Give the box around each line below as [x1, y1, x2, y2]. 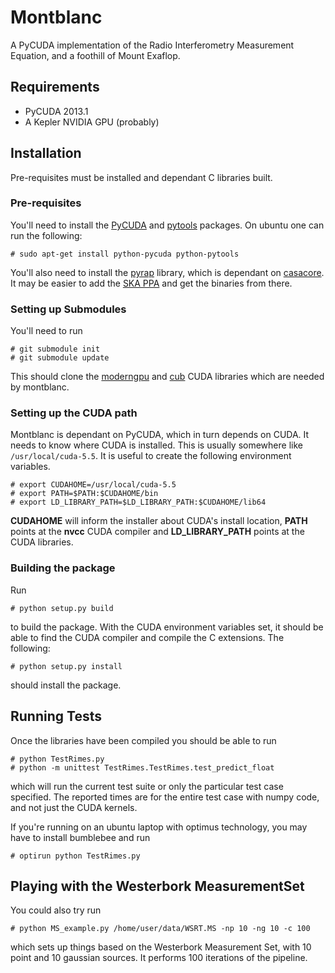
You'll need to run [10, 325, 83, 337]
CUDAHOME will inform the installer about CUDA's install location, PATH [10, 515, 308, 527]
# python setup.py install [10, 661, 123, 671]
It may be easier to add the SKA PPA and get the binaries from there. [10, 277, 293, 289]
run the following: [10, 229, 83, 241]
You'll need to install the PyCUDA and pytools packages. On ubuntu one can [10, 219, 325, 231]
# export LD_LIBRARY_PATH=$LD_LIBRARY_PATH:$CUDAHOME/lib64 [10, 497, 267, 508]
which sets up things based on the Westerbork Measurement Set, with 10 [10, 941, 312, 953]
